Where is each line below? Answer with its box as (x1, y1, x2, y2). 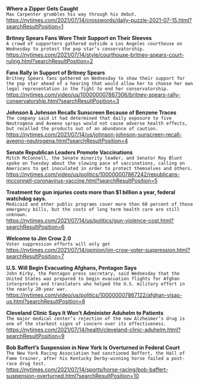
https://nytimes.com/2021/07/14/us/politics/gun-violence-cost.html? (6, 217, 174, 224)
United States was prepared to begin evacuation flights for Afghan (6, 276, 180, 282)
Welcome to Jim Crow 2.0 (6, 235, 71, 242)
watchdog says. (6, 195, 47, 202)
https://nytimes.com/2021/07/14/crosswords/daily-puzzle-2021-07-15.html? (6, 17, 192, 23)
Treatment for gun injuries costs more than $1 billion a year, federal (6, 189, 176, 195)
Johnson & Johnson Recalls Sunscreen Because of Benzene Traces (6, 109, 177, 116)
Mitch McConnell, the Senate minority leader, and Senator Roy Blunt (6, 155, 183, 161)
